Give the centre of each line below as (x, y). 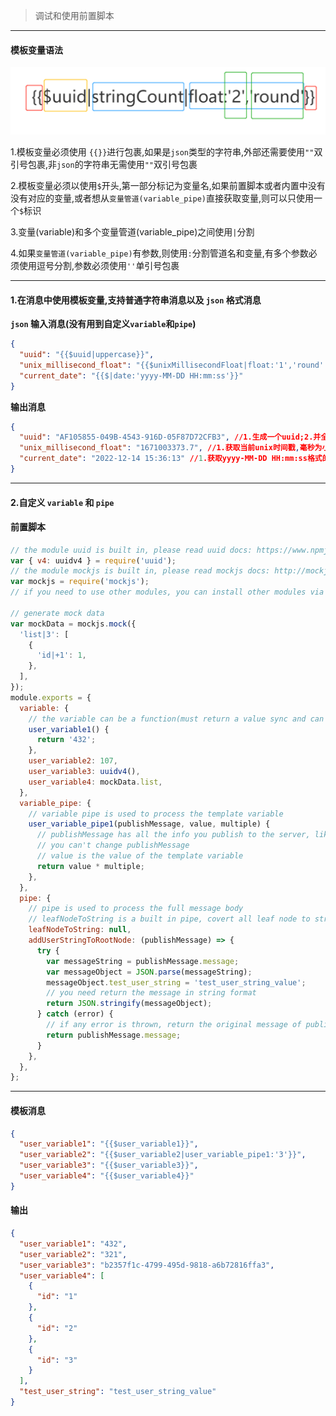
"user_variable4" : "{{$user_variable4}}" (107, 1176)
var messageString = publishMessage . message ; (143, 961)
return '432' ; (66, 740)
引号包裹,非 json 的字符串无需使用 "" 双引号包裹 (104, 164)
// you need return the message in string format (151, 993)
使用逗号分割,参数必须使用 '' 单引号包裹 (99, 265)
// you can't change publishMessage (113, 845)
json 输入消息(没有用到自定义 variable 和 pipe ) (103, 324)
